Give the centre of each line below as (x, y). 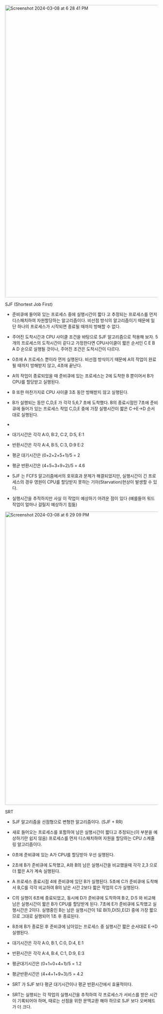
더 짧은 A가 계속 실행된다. (36, 871)
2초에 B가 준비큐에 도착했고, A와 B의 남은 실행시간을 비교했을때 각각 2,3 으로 (85, 865)
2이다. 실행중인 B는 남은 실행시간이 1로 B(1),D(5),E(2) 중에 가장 (89, 910)
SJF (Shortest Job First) (29, 304)
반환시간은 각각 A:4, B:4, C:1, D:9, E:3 (48, 953)
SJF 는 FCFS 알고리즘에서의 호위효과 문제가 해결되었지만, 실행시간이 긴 (80, 476)
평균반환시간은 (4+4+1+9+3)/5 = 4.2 (48, 974)
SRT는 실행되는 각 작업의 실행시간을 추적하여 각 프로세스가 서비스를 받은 (80, 995)
